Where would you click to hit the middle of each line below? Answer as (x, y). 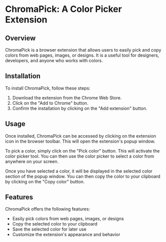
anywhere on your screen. (32, 161)
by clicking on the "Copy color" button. (45, 181)
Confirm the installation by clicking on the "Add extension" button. (80, 108)
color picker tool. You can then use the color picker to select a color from (80, 156)
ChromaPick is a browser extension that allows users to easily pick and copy (83, 50)
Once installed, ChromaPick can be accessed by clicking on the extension (81, 136)
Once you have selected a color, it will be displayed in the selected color (79, 171)
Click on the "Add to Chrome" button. (50, 103)
